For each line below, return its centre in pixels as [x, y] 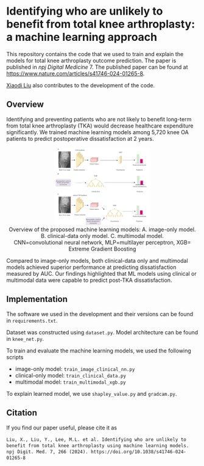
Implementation [37, 299]
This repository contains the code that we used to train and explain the [95, 54]
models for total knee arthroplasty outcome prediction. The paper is [91, 60]
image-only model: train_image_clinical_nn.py [75, 369]
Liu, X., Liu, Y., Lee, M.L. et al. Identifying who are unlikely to [97, 439]
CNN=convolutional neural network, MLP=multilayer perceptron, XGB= [102, 242]
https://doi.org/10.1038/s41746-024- [139, 452]
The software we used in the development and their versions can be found [100, 314]
